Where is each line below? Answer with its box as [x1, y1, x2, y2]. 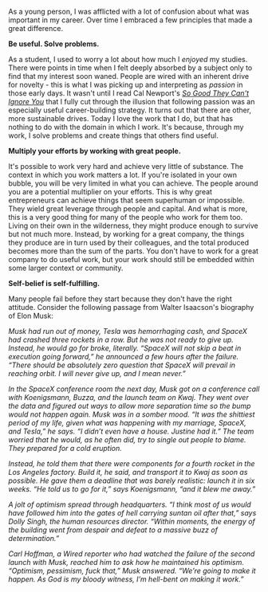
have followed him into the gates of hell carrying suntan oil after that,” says [8, 508, 257, 517]
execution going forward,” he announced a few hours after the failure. [8, 352, 239, 361]
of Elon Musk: [8, 311, 53, 320]
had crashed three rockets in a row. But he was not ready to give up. [8, 335, 234, 344]
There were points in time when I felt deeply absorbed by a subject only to [8, 63, 253, 73]
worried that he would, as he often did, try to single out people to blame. [8, 435, 246, 445]
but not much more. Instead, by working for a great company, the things [8, 229, 245, 238]
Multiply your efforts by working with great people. [8, 147, 181, 155]
